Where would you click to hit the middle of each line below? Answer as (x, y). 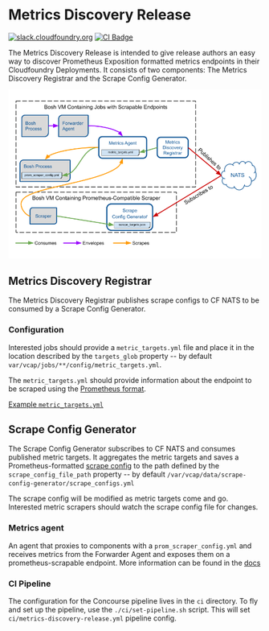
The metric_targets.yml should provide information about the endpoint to (130, 380)
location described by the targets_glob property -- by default (110, 356)
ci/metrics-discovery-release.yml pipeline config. (92, 618)
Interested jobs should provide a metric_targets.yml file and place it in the (131, 347)
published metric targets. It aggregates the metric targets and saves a (124, 457)
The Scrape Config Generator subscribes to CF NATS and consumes (122, 449)
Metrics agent (36, 528)
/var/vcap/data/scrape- (207, 475)
